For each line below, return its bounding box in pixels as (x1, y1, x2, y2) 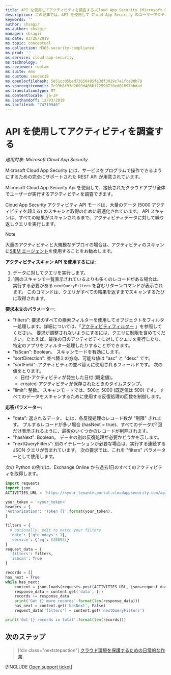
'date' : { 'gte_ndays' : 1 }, (10, 532, 67, 537)
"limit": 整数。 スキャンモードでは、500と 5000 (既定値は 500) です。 (12, 387, 159, 393)
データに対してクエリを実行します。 (12, 270, 88, 276)
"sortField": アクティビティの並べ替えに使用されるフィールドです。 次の (12, 362, 163, 368)
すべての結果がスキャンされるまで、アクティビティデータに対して (18, 215, 156, 221)
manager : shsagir (5, 31, 42, 36)
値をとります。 (12, 368, 44, 374)
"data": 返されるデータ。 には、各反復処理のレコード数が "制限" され (12, 415, 157, 421)
